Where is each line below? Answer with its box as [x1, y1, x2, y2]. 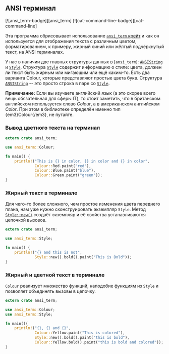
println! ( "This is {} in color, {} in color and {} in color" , [14, 159, 150, 164]
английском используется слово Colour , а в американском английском [5, 101, 160, 107]
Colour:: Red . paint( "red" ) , [34, 163, 92, 169]
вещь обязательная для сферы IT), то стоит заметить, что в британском [5, 95, 160, 101]
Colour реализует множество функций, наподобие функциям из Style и [5, 283, 159, 289]
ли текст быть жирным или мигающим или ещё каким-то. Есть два [5, 69, 150, 75]
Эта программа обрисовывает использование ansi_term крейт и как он [5, 32, 160, 38]
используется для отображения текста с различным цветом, [5, 38, 137, 44]
